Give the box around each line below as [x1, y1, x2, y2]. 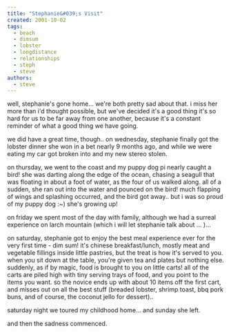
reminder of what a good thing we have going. [7, 122, 139, 130]
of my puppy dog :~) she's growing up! [7, 200, 119, 208]
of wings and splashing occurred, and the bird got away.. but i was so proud [7, 193, 223, 201]
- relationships [13, 55, 60, 62]
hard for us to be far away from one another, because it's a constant [7, 115, 201, 123]
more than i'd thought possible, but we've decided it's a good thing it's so [7, 107, 217, 115]
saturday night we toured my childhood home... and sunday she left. [7, 306, 201, 314]
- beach [13, 29, 36, 37]
